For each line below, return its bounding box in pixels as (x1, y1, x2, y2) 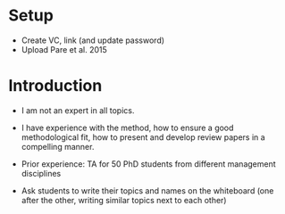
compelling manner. (21, 141, 95, 152)
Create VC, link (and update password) (21, 35, 165, 45)
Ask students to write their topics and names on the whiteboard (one (21, 185, 274, 196)
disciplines (21, 168, 62, 178)
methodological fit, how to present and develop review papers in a (21, 131, 265, 143)
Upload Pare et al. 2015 (21, 44, 108, 54)
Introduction (8, 76, 103, 96)
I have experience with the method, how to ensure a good (21, 122, 234, 133)
